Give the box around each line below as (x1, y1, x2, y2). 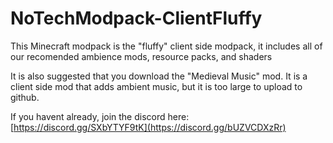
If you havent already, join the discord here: (10, 110, 190, 122)
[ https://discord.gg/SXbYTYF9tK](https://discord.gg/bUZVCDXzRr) (10, 121, 287, 133)
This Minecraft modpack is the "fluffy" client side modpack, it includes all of (10, 40, 323, 52)
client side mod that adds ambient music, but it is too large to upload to (10, 80, 303, 92)
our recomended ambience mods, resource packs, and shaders (10, 50, 273, 62)
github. (10, 91, 40, 103)
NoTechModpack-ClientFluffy (10, 7, 263, 30)
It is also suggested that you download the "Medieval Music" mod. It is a (10, 70, 308, 82)
